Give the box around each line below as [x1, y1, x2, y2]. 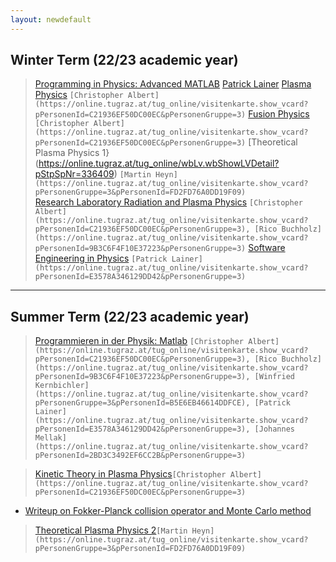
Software [248, 242, 286, 254]
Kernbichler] [34, 381, 90, 391]
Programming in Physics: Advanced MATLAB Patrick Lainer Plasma [34, 78, 312, 90]
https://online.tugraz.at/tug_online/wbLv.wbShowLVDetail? [38, 157, 280, 170]
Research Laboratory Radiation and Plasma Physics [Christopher [34, 196, 303, 208]
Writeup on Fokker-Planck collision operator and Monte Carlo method [24, 505, 312, 517]
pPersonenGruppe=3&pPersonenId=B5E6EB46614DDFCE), [34, 398, 251, 408]
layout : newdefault [10, 14, 92, 25]
